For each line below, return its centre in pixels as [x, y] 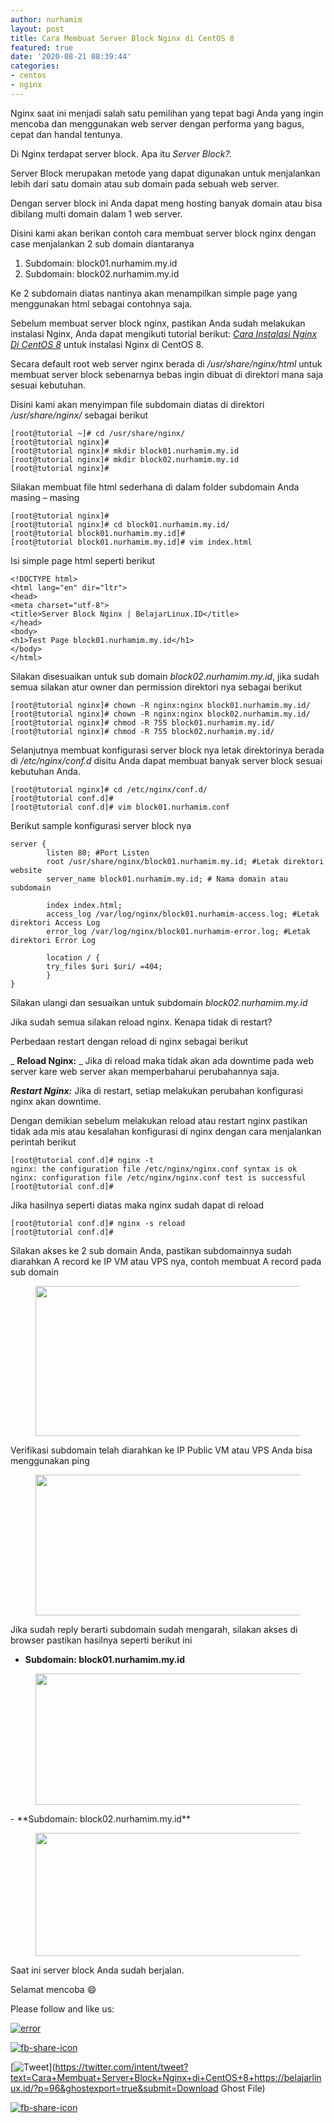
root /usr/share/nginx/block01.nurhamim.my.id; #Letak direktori [185, 861]
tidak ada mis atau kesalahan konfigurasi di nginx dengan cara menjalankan [166, 1131]
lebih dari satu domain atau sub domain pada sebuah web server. [145, 183]
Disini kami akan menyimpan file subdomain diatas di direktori [137, 404]
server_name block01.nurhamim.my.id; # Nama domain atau [167, 879]
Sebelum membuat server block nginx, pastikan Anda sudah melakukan [158, 323]
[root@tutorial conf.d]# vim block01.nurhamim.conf [120, 807]
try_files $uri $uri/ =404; [104, 966]
